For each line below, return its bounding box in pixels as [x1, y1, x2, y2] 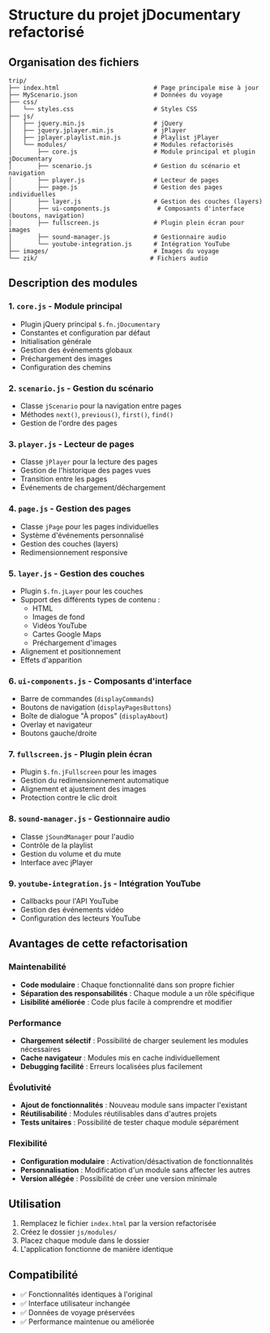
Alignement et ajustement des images [19, 784, 147, 794]
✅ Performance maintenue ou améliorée [19, 1317, 155, 1327]
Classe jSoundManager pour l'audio [19, 831, 135, 841]
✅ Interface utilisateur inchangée [19, 1299, 131, 1309]
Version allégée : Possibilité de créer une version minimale [19, 1173, 217, 1183]
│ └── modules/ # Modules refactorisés [8, 140, 234, 149]
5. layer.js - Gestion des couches [8, 567, 145, 579]
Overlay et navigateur [19, 720, 93, 730]
